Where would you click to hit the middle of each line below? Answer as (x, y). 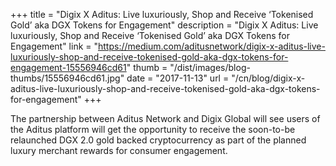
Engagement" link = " (54, 46)
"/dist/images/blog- (210, 67)
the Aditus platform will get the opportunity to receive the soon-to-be (153, 129)
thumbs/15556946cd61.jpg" (67, 78)
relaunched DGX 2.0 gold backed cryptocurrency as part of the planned (158, 140)
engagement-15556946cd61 (68, 67)
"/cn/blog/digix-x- (268, 78)
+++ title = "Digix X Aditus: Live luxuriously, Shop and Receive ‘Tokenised (162, 14)
